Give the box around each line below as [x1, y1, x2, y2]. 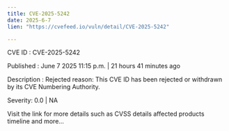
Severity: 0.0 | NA [7, 96, 58, 105]
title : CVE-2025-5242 [7, 10, 70, 17]
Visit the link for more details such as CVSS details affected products [7, 109, 205, 118]
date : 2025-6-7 [7, 17, 52, 24]
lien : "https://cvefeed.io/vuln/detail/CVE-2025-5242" [7, 23, 170, 30]
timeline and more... [7, 117, 65, 125]
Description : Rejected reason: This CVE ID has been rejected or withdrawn [7, 75, 223, 84]
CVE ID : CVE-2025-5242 [7, 48, 81, 56]
